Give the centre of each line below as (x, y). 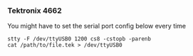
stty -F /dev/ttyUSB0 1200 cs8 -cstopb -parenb (79, 39)
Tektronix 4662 (35, 11)
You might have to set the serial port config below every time (97, 26)
